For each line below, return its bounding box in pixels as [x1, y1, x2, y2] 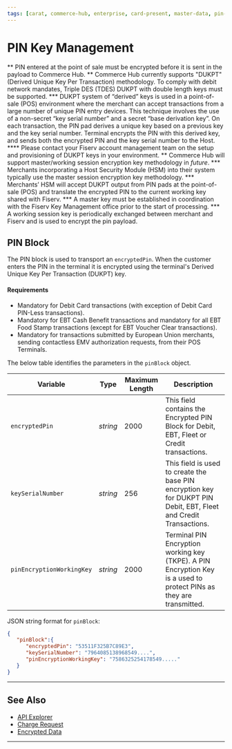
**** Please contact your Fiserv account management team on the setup [7, 143, 214, 152]
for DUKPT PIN [165, 493, 214, 502]
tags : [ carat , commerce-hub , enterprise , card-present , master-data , [7, 10, 212, 17]
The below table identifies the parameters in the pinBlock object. [7, 359, 191, 367]
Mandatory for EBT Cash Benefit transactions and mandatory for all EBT [17, 316, 222, 324]
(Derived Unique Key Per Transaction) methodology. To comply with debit [7, 77, 217, 86]
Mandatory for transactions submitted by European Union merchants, [17, 330, 215, 339]
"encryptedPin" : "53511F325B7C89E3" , [25, 643, 135, 650]
